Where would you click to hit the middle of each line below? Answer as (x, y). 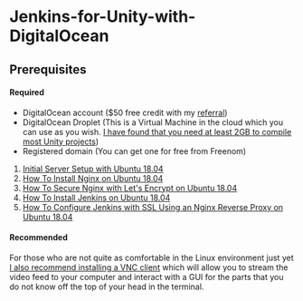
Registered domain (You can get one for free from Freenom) (134, 150)
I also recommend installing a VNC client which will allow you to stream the (149, 267)
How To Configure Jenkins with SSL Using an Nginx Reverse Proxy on (152, 207)
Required (27, 92)
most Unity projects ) (61, 141)
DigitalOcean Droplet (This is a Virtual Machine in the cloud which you (152, 122)
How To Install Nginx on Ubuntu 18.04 (93, 178)
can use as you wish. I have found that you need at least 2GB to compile (157, 131)
